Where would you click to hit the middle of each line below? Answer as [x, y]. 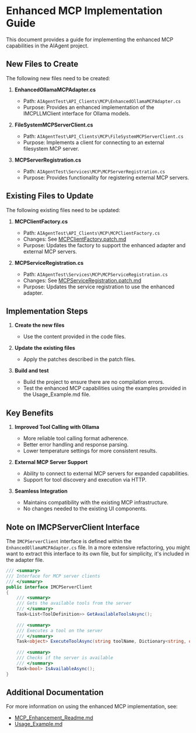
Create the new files [39, 325]
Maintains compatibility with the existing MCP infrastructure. [96, 503]
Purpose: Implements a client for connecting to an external [94, 142]
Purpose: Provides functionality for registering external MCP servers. [106, 178]
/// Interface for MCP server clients [53, 576]
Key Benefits [30, 413]
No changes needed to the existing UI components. [85, 509]
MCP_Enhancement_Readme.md [54, 718]
